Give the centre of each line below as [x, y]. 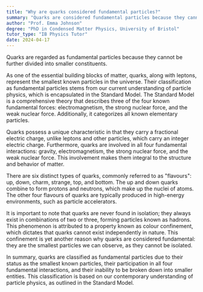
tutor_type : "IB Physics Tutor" [47, 34]
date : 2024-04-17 [28, 40]
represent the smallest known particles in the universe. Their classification [99, 82]
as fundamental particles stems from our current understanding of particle [99, 88]
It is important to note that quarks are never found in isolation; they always [99, 213]
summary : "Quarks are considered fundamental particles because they [96, 18]
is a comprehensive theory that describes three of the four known [88, 101]
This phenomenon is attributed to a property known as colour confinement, [100, 226]
